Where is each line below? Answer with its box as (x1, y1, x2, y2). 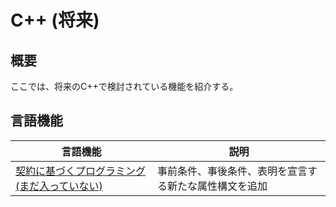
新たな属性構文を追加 (167, 179, 268, 193)
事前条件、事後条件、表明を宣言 (157, 164, 308, 178)
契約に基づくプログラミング (15, 164, 147, 178)
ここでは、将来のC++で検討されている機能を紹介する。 (10, 81, 239, 92)
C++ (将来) (10, 9, 100, 32)
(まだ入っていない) (15, 179, 103, 193)
